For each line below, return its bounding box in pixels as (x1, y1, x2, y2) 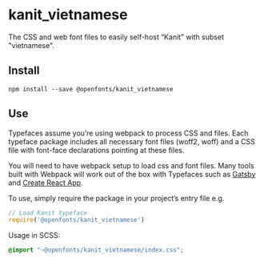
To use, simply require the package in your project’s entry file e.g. (8, 193, 225, 203)
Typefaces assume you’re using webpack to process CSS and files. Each (8, 128, 249, 138)
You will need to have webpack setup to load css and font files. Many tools (8, 160, 254, 170)
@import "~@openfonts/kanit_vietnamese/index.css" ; (8, 246, 184, 254)
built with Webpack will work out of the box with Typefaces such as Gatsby (8, 169, 256, 179)
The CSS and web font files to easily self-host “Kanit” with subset (8, 32, 224, 42)
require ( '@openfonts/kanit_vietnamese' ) (8, 216, 146, 224)
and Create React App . (8, 178, 83, 187)
